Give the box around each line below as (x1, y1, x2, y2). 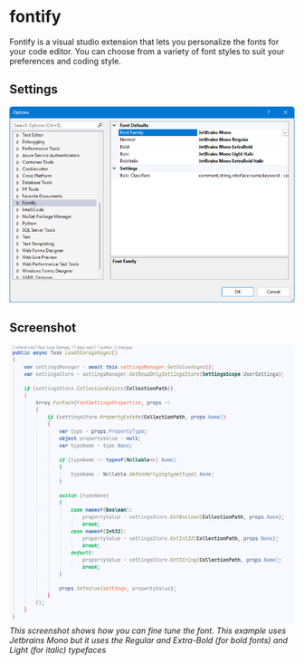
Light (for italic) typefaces (9, 644, 107, 655)
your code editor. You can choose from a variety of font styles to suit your (9, 45, 285, 56)
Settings (9, 82, 59, 97)
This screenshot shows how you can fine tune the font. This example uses (9, 625, 287, 636)
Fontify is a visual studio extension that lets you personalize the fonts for (9, 36, 280, 47)
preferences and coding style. (9, 55, 122, 66)
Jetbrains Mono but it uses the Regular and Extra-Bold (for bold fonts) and (9, 634, 288, 645)
